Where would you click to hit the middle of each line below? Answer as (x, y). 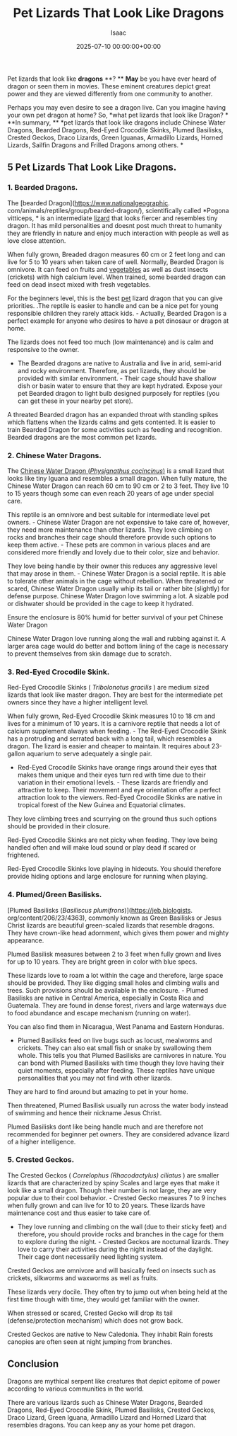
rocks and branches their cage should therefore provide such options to (112, 537)
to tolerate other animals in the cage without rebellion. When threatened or (116, 581)
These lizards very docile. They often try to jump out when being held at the (117, 1292)
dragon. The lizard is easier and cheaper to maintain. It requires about (109, 746)
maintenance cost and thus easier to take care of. (79, 1213)
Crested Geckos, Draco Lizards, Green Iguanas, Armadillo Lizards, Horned (115, 137)
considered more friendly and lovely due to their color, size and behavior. (114, 552)
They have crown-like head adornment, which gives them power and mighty (118, 933)
